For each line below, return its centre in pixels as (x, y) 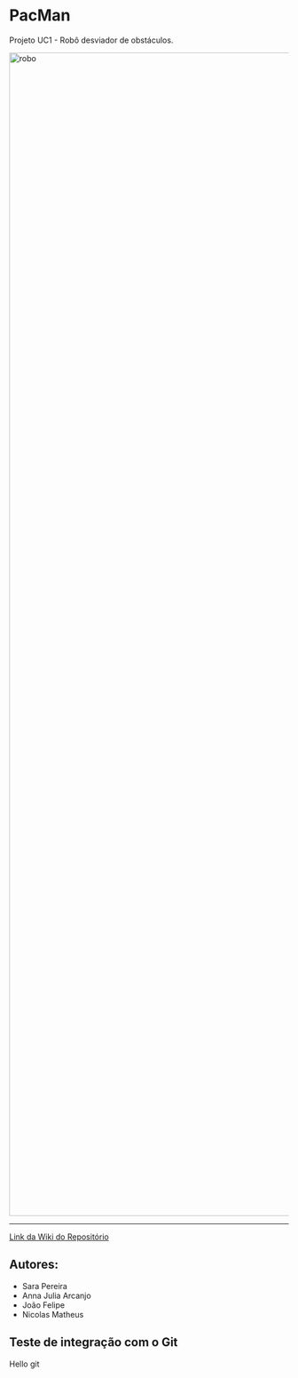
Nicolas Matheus (53, 1314)
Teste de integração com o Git (94, 1342)
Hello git (24, 1364)
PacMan (40, 16)
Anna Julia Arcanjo (56, 1295)
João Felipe (43, 1305)
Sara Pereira (45, 1286)
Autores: (34, 1265)
